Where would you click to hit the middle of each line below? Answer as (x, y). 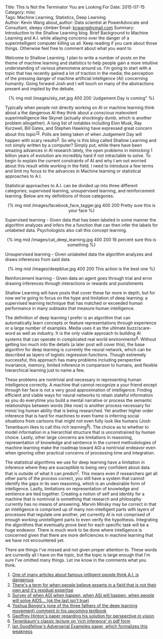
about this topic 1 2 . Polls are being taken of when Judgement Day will (73, 134)
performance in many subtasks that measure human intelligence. (70, 309)
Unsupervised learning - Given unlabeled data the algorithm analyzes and (79, 254)
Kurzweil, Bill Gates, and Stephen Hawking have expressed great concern (79, 128)
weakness (22, 632)
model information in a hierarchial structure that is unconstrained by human (80, 432)
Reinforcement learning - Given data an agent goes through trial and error (79, 278)
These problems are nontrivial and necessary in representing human (73, 380)
